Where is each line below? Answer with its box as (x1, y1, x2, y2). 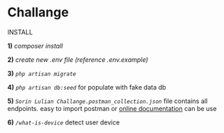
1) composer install (7, 41, 63, 50)
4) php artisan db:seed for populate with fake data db (7, 83, 166, 91)
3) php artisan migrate (7, 69, 77, 78)
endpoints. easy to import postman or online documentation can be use (7, 104, 217, 112)
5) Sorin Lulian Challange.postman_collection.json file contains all (7, 97, 208, 105)
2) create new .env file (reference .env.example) (7, 55, 149, 64)
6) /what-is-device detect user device (7, 118, 120, 127)
